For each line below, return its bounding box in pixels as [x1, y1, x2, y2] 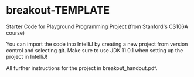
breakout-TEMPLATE [6, 4, 110, 17]
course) [6, 29, 25, 36]
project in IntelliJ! [6, 53, 48, 60]
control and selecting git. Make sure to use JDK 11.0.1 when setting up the [6, 46, 183, 53]
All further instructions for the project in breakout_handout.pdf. [6, 64, 158, 71]
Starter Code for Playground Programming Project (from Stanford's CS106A [6, 23, 189, 30]
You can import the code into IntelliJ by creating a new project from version [6, 41, 188, 48]
